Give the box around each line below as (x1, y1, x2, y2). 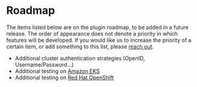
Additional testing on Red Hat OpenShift (14, 74, 114, 81)
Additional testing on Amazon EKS (14, 67, 100, 74)
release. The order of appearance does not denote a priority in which (6, 30, 178, 37)
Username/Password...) (14, 61, 74, 68)
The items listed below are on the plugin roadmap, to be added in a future (6, 24, 189, 31)
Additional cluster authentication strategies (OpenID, (14, 54, 145, 62)
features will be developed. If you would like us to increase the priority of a (6, 36, 192, 43)
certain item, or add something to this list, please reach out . (6, 43, 154, 50)
